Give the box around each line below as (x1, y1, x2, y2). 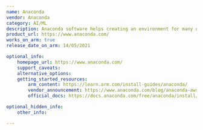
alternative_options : (17, 70, 71, 76)
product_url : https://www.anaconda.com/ (6, 31, 110, 37)
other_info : (17, 109, 47, 115)
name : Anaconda (6, 8, 45, 15)
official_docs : (28, 93, 66, 99)
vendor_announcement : (28, 87, 83, 94)
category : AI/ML (6, 20, 47, 26)
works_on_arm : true (6, 37, 56, 43)
